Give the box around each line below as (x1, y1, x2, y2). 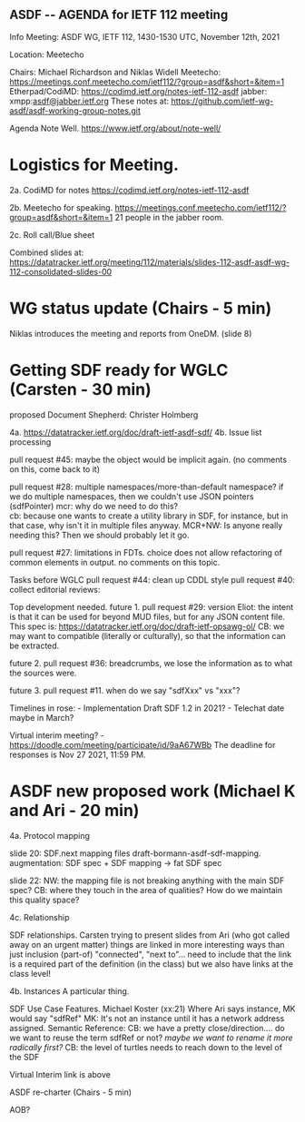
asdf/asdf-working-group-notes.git (9, 104, 141, 116)
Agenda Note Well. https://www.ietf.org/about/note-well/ (9, 123, 221, 133)
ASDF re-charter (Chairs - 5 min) (9, 1087, 133, 1097)
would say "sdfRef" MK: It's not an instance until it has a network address (9, 1012, 285, 1024)
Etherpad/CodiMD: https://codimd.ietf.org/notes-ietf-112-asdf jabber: (9, 85, 268, 96)
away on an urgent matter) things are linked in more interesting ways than (9, 939, 285, 950)
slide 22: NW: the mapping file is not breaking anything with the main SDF (9, 875, 285, 886)
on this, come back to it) (9, 463, 101, 475)
